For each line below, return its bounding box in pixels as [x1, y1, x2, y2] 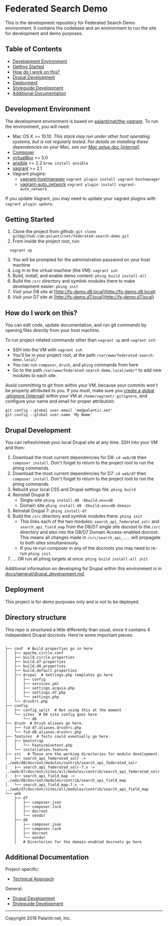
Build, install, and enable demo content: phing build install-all [12, 273, 146, 279]
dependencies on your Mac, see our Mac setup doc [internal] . [12, 144, 141, 150]
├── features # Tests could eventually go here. [5, 734, 111, 739]
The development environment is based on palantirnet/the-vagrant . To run [5, 118, 158, 124]
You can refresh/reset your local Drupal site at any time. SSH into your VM [5, 439, 158, 445]
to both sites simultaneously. [19, 540, 79, 545]
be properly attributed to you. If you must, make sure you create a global [5, 388, 155, 394]
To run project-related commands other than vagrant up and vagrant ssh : [5, 337, 156, 343]
